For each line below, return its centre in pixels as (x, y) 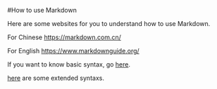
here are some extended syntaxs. (56, 78)
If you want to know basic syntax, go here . (69, 64)
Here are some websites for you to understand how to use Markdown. (109, 23)
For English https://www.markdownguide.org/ (73, 51)
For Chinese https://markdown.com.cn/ (64, 37)
